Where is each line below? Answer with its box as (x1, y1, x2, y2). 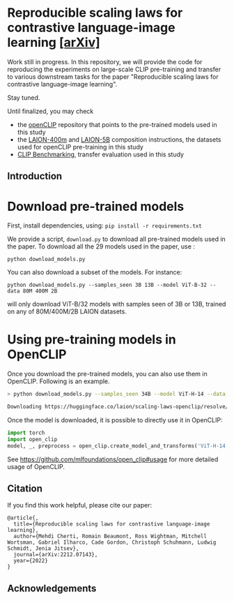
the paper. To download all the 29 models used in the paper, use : (7, 242, 195, 251)
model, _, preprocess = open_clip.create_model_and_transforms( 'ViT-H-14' (7, 442, 229, 450)
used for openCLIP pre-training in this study (17, 142, 144, 151)
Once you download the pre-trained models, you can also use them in (7, 370, 208, 378)
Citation (7, 482, 43, 494)
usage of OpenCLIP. (7, 462, 65, 470)
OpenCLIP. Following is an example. (7, 377, 110, 385)
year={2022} (13, 557, 49, 565)
